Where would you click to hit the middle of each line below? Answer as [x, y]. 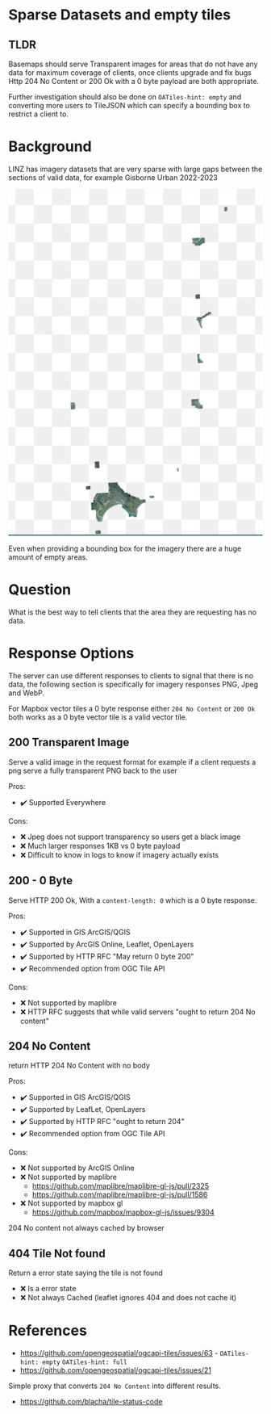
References [48, 1331]
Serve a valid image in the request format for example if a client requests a [132, 762]
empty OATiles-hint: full [84, 1362]
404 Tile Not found [57, 1253]
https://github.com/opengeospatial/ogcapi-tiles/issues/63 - [119, 1353]
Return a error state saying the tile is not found [85, 1273]
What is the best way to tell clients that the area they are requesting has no [133, 612]
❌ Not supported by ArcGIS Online [77, 1168]
